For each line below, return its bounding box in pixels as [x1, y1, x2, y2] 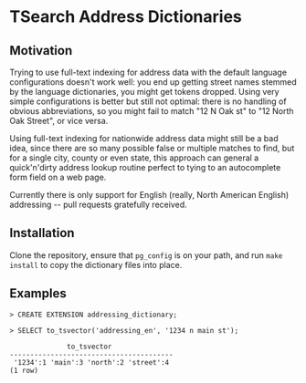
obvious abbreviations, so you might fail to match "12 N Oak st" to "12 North [9, 106, 294, 116]
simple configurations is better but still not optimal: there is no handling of [9, 96, 287, 107]
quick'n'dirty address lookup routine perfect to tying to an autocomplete [9, 162, 281, 172]
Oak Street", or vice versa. [9, 116, 109, 126]
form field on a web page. [9, 171, 107, 182]
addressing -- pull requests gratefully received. [9, 199, 187, 210]
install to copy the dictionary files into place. [9, 259, 183, 270]
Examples [9, 285, 67, 302]
